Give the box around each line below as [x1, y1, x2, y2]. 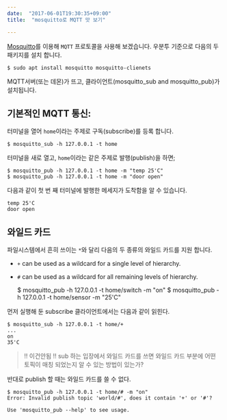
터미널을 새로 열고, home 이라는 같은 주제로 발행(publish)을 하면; [7, 153, 176, 162]
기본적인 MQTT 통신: [7, 108, 92, 119]
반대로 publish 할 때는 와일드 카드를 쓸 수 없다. [7, 375, 131, 384]
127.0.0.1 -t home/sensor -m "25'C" [23, 293, 122, 301]
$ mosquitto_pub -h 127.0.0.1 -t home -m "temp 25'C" [7, 167, 164, 175]
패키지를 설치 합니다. [7, 51, 62, 59]
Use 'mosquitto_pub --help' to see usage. [7, 407, 130, 414]
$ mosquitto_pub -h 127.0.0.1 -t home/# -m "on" [7, 388, 148, 396]
